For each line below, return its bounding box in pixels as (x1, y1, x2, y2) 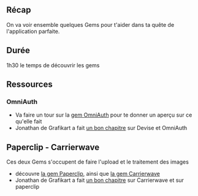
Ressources (6, 79, 53, 90)
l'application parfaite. (6, 27, 60, 35)
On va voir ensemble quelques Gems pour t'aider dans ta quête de (6, 21, 175, 28)
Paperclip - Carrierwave (6, 142, 100, 152)
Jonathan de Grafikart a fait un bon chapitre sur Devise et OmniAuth (15, 125, 188, 132)
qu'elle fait (15, 118, 42, 125)
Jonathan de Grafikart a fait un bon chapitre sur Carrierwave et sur (15, 176, 184, 184)
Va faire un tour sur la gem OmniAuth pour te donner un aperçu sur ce (15, 111, 192, 118)
